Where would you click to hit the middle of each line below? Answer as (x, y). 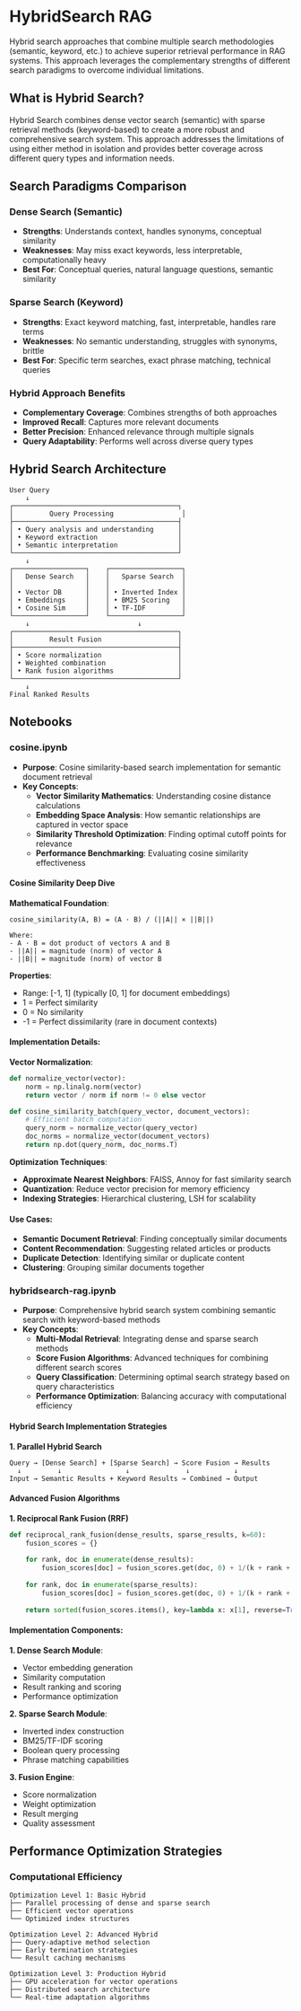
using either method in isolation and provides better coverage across (137, 148)
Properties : (30, 975)
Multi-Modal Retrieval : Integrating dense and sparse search (147, 1339)
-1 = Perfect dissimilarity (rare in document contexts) (120, 1021)
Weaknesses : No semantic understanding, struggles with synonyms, (150, 341)
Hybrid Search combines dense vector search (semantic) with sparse (138, 119)
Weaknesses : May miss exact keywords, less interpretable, (132, 251)
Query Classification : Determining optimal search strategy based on (163, 1377)
